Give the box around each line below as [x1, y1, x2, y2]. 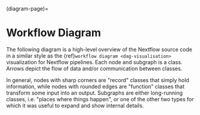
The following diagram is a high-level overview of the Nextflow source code [6, 46, 193, 53]
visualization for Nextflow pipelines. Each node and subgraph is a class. [6, 58, 183, 65]
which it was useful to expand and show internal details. [6, 102, 144, 109]
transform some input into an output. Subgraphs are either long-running [6, 89, 183, 96]
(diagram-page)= [6, 5, 49, 12]
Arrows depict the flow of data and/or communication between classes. [6, 65, 183, 72]
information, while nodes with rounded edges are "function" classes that [6, 83, 185, 90]
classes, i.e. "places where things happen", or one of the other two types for [6, 95, 194, 102]
